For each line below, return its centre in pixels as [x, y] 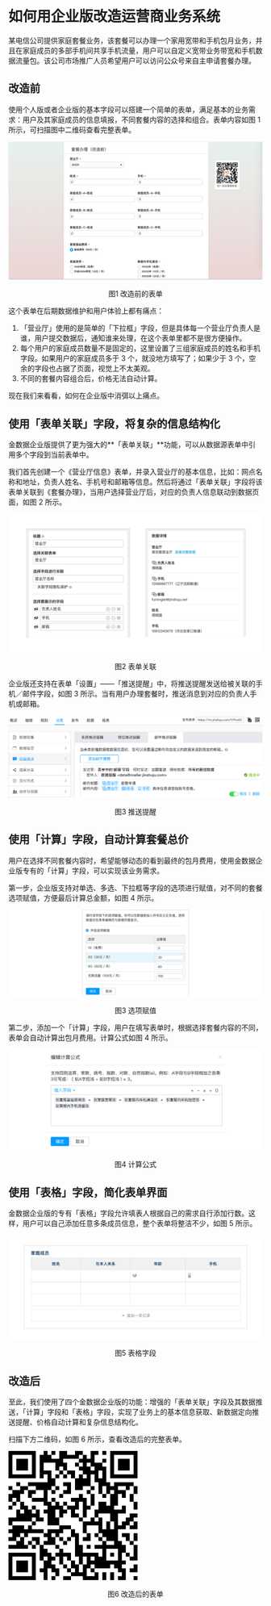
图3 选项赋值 [135, 1010]
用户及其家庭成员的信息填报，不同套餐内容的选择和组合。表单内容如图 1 [141, 119]
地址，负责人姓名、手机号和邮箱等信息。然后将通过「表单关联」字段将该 [142, 482]
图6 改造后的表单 [135, 1594]
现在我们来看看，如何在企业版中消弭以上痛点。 [86, 395]
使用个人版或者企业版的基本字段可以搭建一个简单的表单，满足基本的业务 [128, 109]
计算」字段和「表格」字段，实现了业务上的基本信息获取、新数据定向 [139, 1412]
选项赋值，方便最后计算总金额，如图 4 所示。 [83, 897]
